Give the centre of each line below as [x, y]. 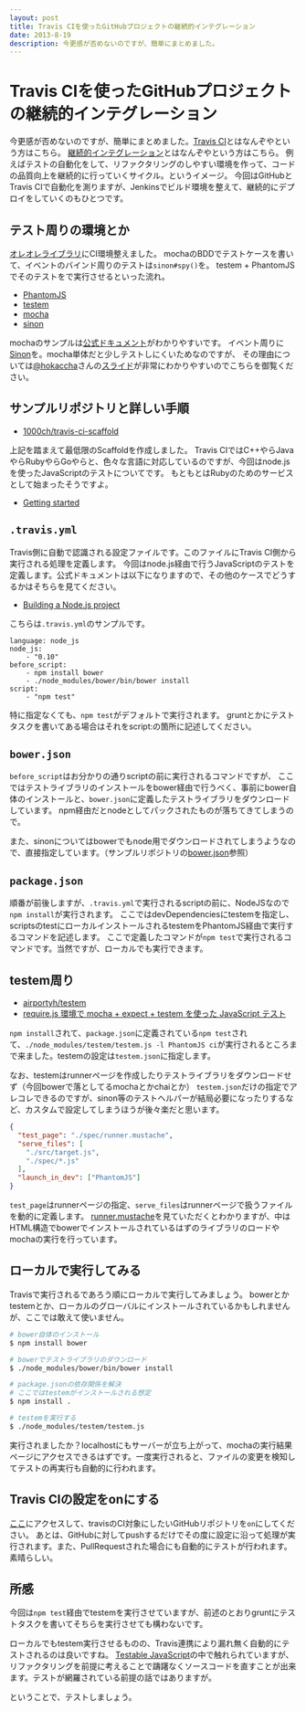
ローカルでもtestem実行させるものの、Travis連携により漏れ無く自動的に [146, 1643]
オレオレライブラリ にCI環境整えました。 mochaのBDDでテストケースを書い [152, 253]
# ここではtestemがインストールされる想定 [80, 1393]
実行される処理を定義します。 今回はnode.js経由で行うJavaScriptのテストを [152, 564]
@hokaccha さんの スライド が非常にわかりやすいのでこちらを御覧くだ [164, 365]
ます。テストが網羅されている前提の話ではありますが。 [113, 1678]
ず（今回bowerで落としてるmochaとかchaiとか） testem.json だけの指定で [149, 1087]
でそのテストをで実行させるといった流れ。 [90, 276]
